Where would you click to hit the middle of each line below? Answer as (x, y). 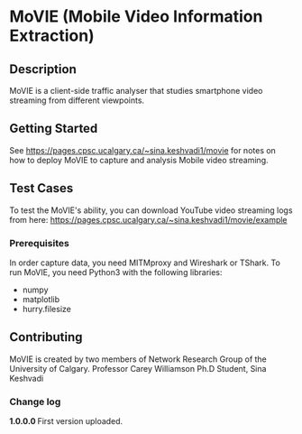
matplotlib (41, 299)
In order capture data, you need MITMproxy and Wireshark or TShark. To (145, 263)
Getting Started (54, 129)
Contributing (46, 337)
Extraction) (52, 36)
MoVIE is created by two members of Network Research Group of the (138, 359)
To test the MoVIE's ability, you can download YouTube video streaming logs (151, 210)
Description (43, 69)
